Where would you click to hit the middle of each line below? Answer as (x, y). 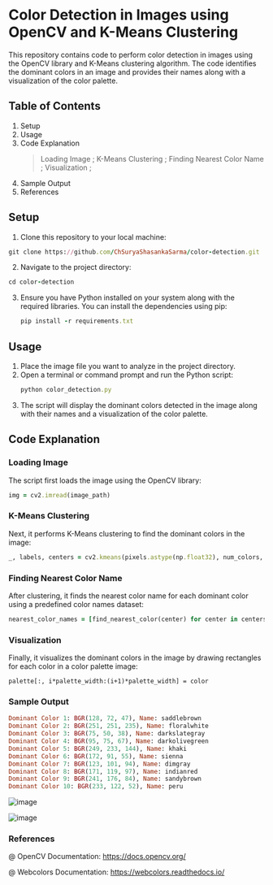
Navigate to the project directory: (76, 267)
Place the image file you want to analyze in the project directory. (128, 366)
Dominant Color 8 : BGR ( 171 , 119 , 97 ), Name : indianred (103, 771)
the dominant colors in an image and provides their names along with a (127, 72)
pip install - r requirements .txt (77, 321)
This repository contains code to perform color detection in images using (131, 54)
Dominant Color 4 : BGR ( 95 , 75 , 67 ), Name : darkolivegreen (108, 741)
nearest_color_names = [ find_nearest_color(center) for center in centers (138, 619)
